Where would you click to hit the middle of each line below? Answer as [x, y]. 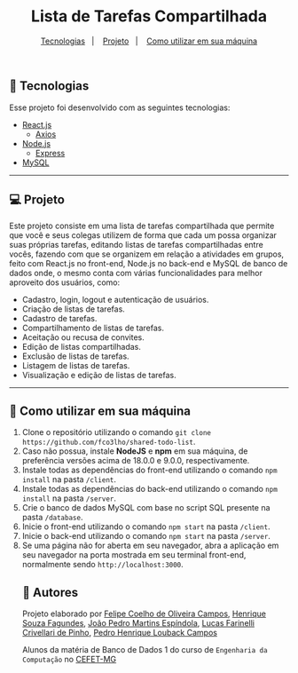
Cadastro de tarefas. [59, 318]
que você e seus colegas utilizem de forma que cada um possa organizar [143, 235]
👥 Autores [50, 592]
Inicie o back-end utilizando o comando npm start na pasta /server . [146, 536]
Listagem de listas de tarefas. [76, 365]
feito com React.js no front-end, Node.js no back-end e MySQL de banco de [149, 263]
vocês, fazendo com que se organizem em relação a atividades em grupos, [147, 254]
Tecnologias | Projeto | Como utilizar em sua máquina [149, 41]
